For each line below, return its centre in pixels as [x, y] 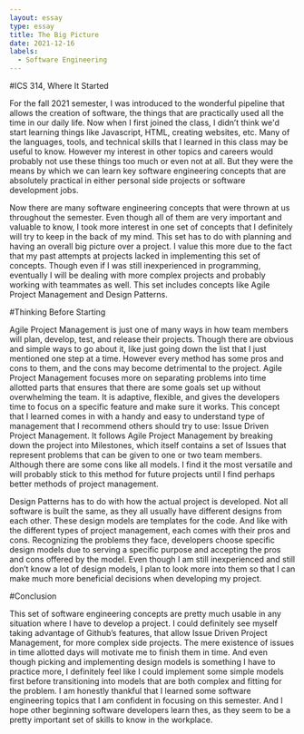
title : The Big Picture [54, 34]
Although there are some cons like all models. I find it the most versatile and [151, 465]
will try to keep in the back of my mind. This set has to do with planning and [151, 236]
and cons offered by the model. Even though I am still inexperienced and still [152, 559]
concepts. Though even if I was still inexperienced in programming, [135, 265]
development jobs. [44, 190]
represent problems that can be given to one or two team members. [136, 455]
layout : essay [36, 18]
